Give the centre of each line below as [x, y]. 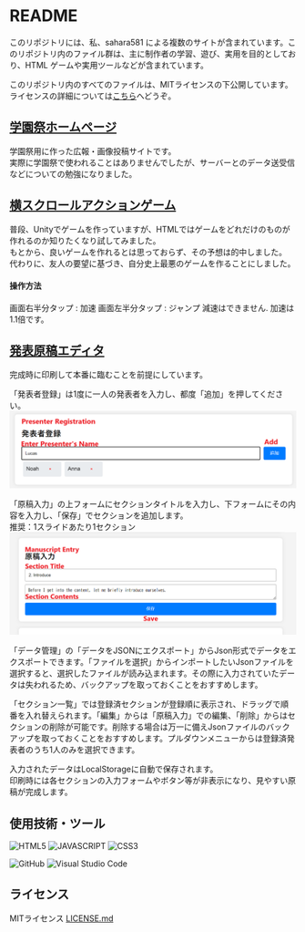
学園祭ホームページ [63, 127]
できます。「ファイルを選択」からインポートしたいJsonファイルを [171, 662]
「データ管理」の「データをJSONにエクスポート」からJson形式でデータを [149, 651]
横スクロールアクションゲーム [93, 206]
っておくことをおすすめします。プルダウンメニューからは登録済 [168, 739]
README [44, 16]
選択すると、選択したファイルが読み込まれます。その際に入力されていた [144, 673]
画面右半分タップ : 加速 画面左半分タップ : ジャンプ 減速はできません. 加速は [152, 307]
